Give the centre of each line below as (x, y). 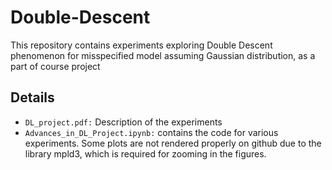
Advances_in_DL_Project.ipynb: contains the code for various (151, 132)
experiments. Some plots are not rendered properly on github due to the (173, 143)
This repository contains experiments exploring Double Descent (141, 45)
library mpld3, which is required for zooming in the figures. (145, 153)
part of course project (55, 66)
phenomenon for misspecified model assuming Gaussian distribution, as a (163, 55)
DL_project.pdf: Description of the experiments (123, 122)
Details (32, 97)
